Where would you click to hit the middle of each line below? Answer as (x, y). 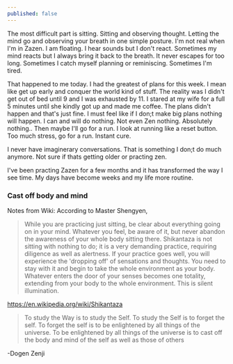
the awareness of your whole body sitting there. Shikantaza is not (118, 239)
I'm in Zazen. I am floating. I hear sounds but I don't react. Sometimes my (112, 48)
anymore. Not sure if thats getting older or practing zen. (87, 157)
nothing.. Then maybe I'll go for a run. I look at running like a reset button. (112, 128)
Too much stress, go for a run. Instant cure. (69, 136)
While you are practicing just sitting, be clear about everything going (122, 224)
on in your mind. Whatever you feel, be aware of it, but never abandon (124, 231)
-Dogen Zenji (26, 353)
